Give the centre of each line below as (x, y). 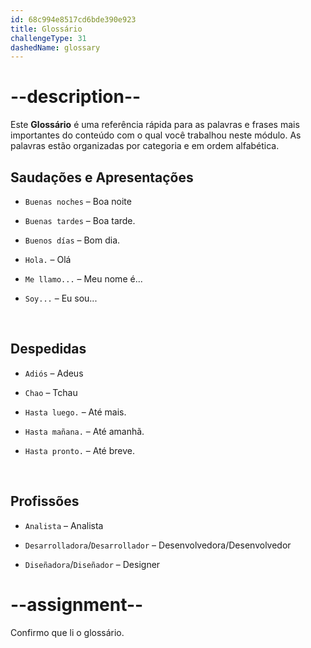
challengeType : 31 (48, 38)
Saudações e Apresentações (102, 177)
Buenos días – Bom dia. (72, 240)
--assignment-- (77, 604)
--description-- (76, 97)
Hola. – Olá (48, 259)
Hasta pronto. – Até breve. (79, 450)
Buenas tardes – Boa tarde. (80, 220)
